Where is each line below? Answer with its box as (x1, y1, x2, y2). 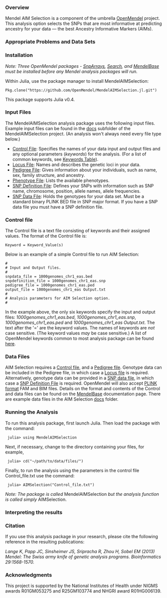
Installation (5, 52, 33, 59)
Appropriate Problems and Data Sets (5, 38, 96, 45)
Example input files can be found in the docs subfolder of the (5, 125, 131, 131)
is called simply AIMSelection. (5, 496, 67, 502)
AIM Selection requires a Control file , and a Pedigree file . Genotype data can (5, 364, 162, 370)
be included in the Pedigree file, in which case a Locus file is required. (5, 370, 149, 376)
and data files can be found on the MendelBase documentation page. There (5, 391, 161, 397)
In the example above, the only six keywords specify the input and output (5, 309, 156, 315)
